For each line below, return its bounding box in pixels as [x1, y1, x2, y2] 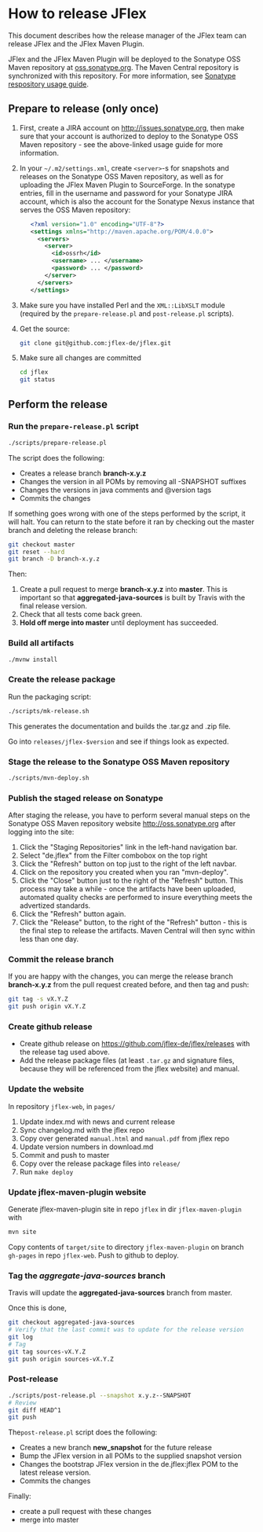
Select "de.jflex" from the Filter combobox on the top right [19, 850, 208, 861]
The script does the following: [8, 453, 104, 462]
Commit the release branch [8, 954, 114, 965]
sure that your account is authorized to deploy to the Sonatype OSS [19, 131, 239, 141]
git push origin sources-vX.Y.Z [8, 1355, 114, 1363]
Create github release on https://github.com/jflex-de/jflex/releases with [19, 1039, 250, 1049]
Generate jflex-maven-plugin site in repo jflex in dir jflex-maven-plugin [8, 1204, 242, 1214]
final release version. [19, 601, 88, 611]
